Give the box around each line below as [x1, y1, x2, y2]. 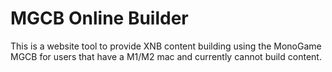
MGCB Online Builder [10, 7, 189, 30]
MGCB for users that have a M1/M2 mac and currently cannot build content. [10, 50, 322, 62]
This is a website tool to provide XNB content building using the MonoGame [10, 40, 322, 52]
